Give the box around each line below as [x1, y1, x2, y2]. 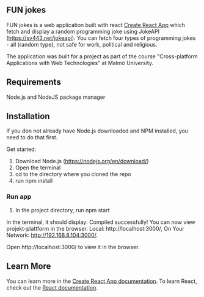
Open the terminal [15, 164, 61, 171]
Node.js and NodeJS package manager [6, 93, 106, 101]
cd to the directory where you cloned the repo [15, 171, 131, 178]
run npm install [15, 177, 53, 185]
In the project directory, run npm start [15, 206, 110, 214]
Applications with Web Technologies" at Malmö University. [6, 59, 154, 66]
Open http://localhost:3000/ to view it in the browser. [6, 243, 140, 250]
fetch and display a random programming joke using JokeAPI [6, 28, 160, 35]
